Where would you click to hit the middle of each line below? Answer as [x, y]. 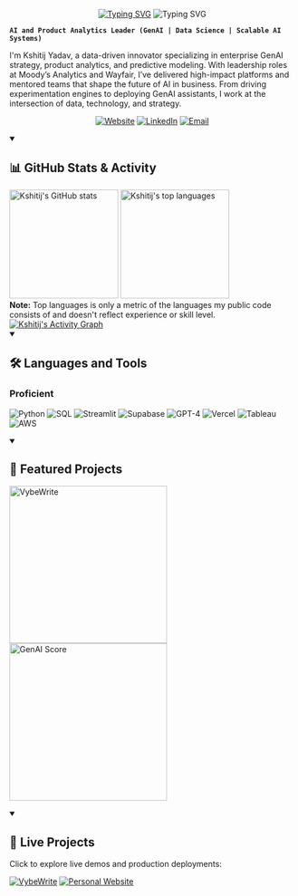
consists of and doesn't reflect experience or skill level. [112, 314]
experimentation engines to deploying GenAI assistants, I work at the [138, 94]
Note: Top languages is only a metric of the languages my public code [140, 304]
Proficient [32, 394]
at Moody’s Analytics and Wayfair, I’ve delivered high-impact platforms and [149, 74]
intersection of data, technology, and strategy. [96, 103]
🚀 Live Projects [52, 842]
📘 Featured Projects [66, 469]
